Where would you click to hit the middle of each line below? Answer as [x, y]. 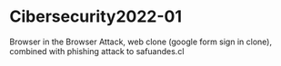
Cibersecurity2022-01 [95, 17]
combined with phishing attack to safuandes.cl [97, 51]
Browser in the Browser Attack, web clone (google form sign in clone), [141, 42]
